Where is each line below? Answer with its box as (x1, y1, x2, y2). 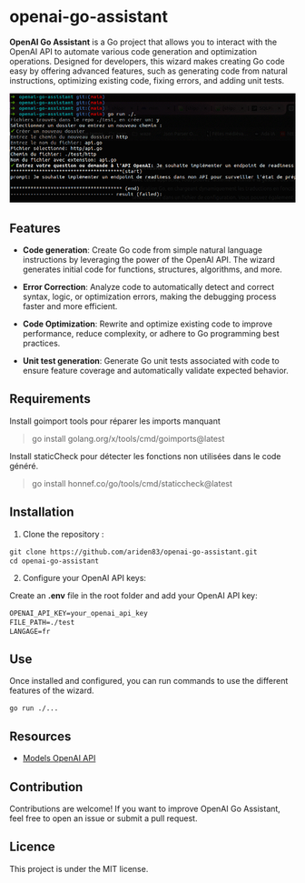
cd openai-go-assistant (9, 557, 100, 566)
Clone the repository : (22, 528, 104, 539)
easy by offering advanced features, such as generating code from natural (9, 65, 289, 76)
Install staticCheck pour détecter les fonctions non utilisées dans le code (9, 450, 281, 461)
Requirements (9, 391, 91, 406)
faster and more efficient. (22, 301, 118, 312)
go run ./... (9, 704, 59, 713)
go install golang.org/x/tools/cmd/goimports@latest (31, 433, 225, 444)
